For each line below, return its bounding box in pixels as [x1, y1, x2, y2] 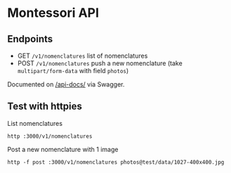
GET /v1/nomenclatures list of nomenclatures [17, 51, 148, 60]
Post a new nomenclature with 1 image [7, 145, 119, 153]
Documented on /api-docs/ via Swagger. [7, 80, 125, 89]
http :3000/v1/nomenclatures [7, 132, 93, 140]
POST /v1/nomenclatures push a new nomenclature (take [17, 59, 183, 68]
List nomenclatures [7, 119, 63, 127]
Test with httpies [7, 101, 83, 113]
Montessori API [7, 5, 100, 21]
